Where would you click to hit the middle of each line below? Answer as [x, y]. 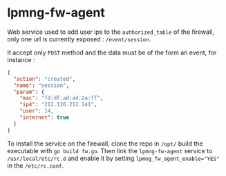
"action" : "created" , [45, 79]
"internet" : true [45, 118]
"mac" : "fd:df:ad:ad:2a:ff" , [62, 98]
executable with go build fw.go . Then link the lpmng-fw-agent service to [110, 150]
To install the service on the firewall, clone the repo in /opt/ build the [105, 144]
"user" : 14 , [37, 111]
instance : [21, 59]
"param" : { [29, 92]
